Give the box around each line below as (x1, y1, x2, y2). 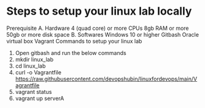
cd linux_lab (15, 62, 46, 70)
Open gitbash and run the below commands (15, 49, 127, 56)
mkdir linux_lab (15, 56, 54, 63)
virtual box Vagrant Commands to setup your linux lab (6, 37, 142, 45)
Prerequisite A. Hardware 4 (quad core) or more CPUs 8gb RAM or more (6, 24, 189, 32)
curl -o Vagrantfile (15, 68, 61, 76)
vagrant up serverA (15, 95, 64, 102)
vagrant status (15, 88, 52, 95)
